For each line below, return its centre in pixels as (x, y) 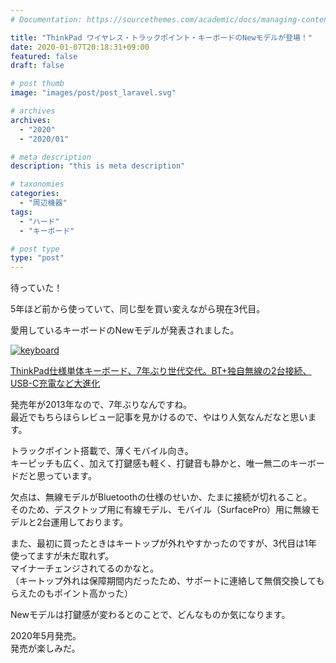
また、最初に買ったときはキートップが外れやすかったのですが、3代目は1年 (164, 543)
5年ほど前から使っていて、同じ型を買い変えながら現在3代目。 (138, 309)
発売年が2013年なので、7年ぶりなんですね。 (101, 405)
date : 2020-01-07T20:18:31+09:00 (80, 47)
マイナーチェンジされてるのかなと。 (85, 568)
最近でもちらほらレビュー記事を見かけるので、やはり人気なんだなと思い (159, 417)
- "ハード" (39, 221)
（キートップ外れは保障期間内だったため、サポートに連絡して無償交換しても (167, 581)
